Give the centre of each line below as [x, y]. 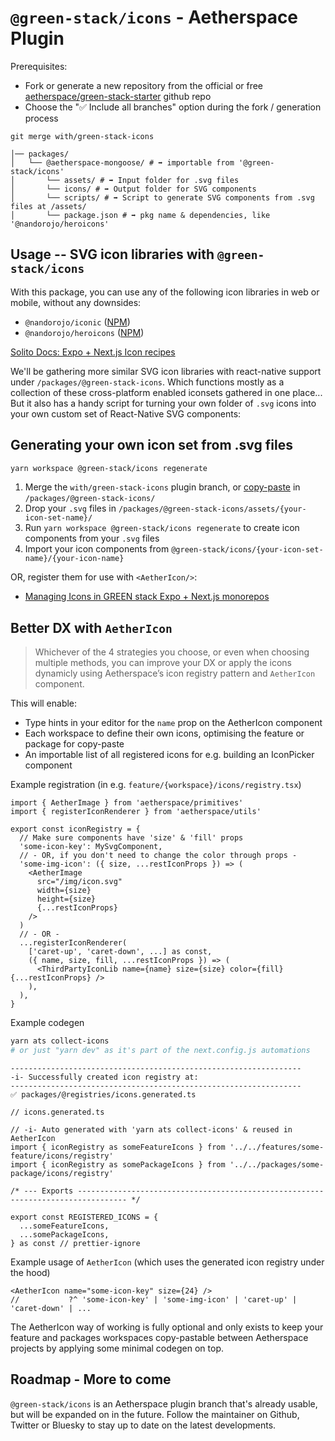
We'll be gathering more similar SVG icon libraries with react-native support [166, 371]
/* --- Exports [42, 1191]
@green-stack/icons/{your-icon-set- [247, 550]
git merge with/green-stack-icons [82, 136]
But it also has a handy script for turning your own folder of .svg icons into [163, 403]
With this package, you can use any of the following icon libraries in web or [165, 292]
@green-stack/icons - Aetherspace [154, 17]
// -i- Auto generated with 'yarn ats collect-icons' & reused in [151, 1130]
